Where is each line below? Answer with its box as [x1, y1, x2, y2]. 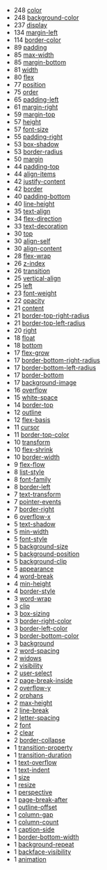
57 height [13, 118, 42, 125]
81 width [13, 66, 38, 74]
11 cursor [13, 423, 40, 431]
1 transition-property [13, 743, 73, 752]
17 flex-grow [13, 348, 50, 357]
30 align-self [13, 237, 51, 245]
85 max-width [13, 50, 54, 59]
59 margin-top [13, 110, 56, 118]
